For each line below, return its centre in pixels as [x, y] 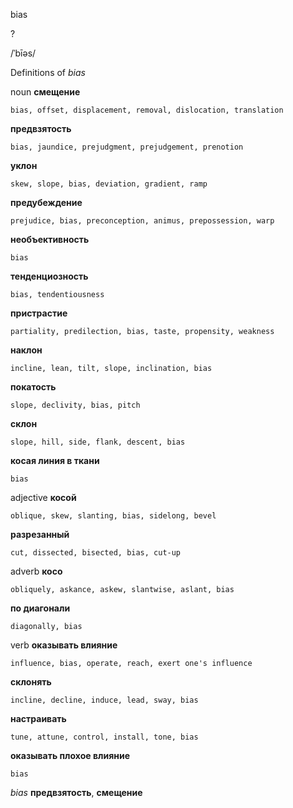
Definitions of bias [48, 72]
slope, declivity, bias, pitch [75, 405]
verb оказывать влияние [64, 645]
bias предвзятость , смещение [76, 792]
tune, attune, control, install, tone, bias [104, 737]
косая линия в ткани [55, 460]
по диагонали [40, 608]
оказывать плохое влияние [70, 755]
